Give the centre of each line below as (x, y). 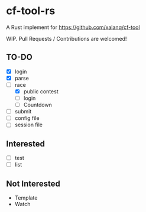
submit (23, 112)
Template (26, 198)
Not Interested (33, 183)
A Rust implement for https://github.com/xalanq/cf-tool (73, 27)
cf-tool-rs (31, 11)
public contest (41, 91)
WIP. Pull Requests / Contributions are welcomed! (66, 38)
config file (27, 118)
